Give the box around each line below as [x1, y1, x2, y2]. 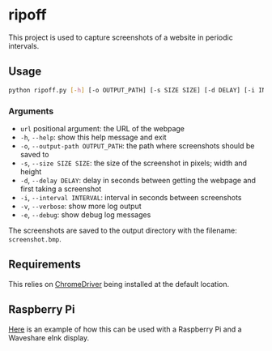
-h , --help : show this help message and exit [19, 132, 168, 142]
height [19, 166, 42, 176]
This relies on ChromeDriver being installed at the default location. [8, 279, 230, 289]
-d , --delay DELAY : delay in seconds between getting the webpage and [19, 175, 257, 185]
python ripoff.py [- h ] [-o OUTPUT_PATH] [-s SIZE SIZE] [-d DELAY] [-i [8, 86, 255, 94]
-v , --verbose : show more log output [19, 201, 142, 211]
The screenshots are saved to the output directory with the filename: [8, 225, 237, 235]
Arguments [8, 105, 54, 117]
